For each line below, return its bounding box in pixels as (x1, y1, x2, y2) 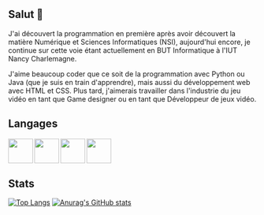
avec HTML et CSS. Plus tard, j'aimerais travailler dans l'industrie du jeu (8, 86, 241, 95)
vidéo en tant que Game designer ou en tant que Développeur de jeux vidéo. (8, 94, 257, 103)
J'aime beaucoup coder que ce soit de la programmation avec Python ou (8, 69, 246, 79)
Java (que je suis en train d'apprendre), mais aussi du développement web (8, 77, 251, 87)
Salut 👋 (8, 8, 44, 21)
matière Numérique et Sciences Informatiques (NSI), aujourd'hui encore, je (8, 37, 251, 46)
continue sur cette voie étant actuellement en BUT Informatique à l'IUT (8, 45, 238, 55)
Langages (8, 117, 58, 131)
